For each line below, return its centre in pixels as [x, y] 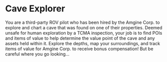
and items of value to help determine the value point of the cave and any [80, 38]
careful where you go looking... [37, 54]
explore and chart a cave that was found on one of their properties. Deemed [84, 27]
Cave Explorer [35, 9]
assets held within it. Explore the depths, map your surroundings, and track [83, 43]
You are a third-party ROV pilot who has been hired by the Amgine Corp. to [82, 22]
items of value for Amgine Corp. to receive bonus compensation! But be [79, 49]
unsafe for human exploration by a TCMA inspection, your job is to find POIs [84, 33]
